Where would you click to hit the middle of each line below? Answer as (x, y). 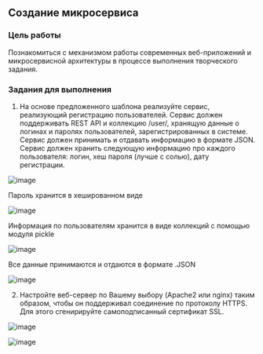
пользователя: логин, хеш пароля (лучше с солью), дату (114, 156)
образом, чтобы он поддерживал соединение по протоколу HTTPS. (133, 303)
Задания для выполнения (60, 89)
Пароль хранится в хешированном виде (75, 195)
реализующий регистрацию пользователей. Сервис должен (121, 115)
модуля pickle (31, 234)
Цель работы (35, 35)
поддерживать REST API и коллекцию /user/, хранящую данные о (129, 123)
